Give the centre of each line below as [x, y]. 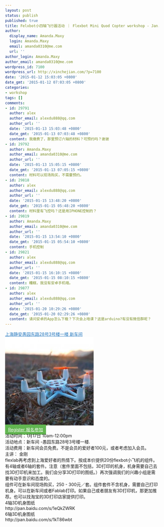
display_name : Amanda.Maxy [37, 36]
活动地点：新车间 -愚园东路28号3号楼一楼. [48, 442]
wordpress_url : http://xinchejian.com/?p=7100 [53, 72]
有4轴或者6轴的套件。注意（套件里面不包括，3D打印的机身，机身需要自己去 [81, 466]
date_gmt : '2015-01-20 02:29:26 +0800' [50, 314]
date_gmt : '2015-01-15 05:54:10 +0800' [50, 242]
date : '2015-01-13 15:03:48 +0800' [46, 129]
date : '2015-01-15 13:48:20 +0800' [46, 201]
